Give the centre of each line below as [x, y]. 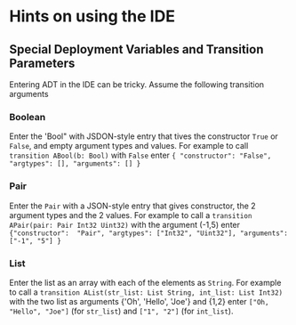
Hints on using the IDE [92, 16]
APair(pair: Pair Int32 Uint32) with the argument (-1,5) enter [125, 224]
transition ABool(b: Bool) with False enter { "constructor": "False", [140, 155]
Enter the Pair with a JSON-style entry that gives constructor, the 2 [132, 206]
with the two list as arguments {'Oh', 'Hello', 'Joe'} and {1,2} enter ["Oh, [139, 301]
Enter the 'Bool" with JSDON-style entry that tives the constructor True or [144, 136]
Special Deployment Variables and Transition [136, 49]
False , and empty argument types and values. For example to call [129, 146]
